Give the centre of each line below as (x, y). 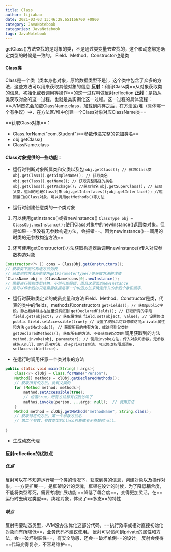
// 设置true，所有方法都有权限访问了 (58, 397)
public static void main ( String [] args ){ (50, 369)
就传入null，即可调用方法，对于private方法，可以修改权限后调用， (74, 344)
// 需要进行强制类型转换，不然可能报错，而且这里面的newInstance (67, 283)
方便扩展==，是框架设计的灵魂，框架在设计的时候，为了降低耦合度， (92, 486)
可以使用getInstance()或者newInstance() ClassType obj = (73, 218)
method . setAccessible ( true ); (54, 393)
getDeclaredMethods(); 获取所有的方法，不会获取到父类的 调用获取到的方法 (87, 333)
